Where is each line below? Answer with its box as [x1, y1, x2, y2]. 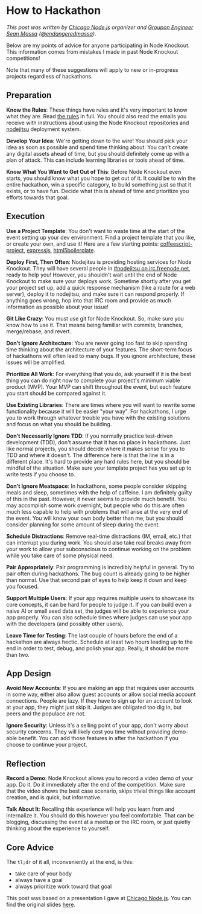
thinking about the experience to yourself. [6, 825, 110, 832]
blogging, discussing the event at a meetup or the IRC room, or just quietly [6, 819, 191, 826]
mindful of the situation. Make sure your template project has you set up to [6, 464, 192, 471]
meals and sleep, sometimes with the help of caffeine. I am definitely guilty [6, 488, 192, 496]
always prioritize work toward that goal [14, 883, 112, 890]
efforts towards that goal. [6, 194, 69, 201]
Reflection [6, 758, 46, 769]
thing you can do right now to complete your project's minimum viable [6, 377, 180, 384]
